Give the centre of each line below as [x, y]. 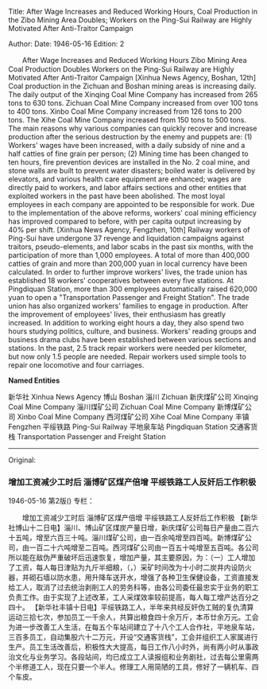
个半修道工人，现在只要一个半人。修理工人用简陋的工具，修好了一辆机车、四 [133, 667]
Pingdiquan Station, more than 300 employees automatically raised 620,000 [133, 289]
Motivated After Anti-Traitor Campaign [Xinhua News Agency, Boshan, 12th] [132, 78]
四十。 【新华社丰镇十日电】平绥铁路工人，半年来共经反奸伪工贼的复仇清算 [131, 607]
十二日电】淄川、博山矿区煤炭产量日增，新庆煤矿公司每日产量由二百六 [144, 527]
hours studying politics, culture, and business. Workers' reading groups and [132, 331]
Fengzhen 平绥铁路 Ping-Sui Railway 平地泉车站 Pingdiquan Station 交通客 [130, 426]
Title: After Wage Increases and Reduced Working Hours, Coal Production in [133, 12]
